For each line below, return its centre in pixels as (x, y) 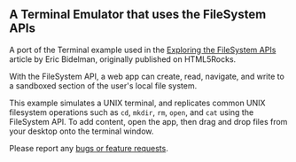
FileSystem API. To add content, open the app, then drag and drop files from (148, 121)
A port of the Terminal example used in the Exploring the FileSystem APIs (143, 50)
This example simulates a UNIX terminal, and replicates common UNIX (137, 103)
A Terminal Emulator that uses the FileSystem (138, 15)
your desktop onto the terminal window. (82, 131)
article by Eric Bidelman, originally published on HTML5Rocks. (123, 59)
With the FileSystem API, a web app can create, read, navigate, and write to (147, 76)
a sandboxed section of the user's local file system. (103, 85)
